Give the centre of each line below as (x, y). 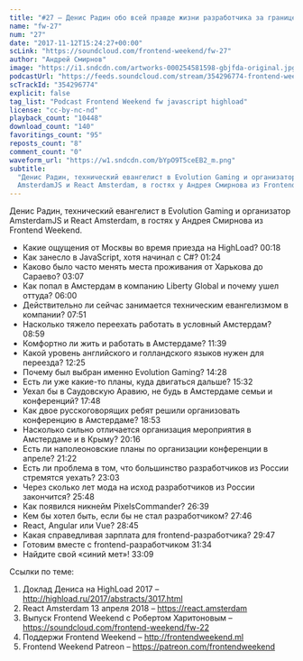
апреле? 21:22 (50, 459)
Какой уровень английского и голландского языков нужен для (143, 353)
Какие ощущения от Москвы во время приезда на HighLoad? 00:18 (151, 248)
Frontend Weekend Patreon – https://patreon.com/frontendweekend (149, 647)
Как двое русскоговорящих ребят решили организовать (131, 410)
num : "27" (28, 34)
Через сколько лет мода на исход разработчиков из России (138, 487)
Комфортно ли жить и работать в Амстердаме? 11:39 (124, 344)
